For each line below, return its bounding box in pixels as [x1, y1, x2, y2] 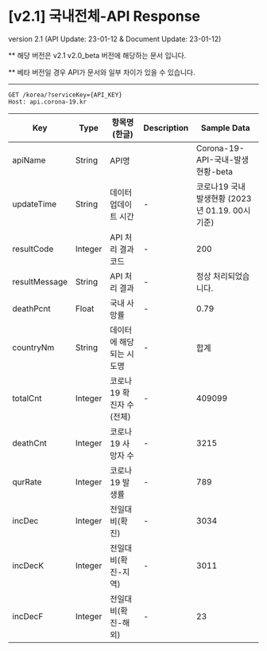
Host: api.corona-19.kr [8, 97, 87, 106]
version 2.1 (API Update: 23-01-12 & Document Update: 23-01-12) [8, 33, 222, 44]
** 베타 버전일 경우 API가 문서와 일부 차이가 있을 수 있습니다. [8, 67, 196, 76]
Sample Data [200, 122, 250, 133]
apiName [12, 155, 46, 166]
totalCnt [12, 392, 42, 403]
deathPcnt [12, 303, 51, 314]
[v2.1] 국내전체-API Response [8, 7, 201, 25]
